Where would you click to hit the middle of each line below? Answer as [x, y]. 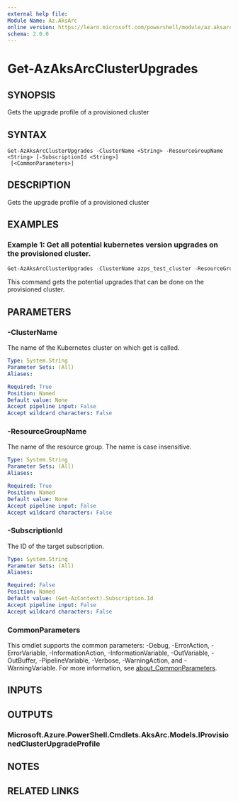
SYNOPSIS [32, 95]
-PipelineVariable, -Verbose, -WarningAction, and [110, 661]
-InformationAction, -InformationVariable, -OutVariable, [130, 653]
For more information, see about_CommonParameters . [138, 668]
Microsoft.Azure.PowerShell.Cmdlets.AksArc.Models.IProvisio [118, 734]
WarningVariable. [33, 668]
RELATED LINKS [43, 791]
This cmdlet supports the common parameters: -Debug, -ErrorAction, [109, 646]
